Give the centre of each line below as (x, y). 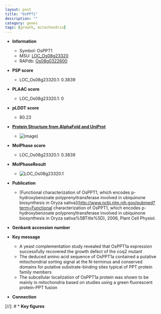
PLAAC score (26, 89)
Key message (26, 237)
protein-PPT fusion (38, 288)
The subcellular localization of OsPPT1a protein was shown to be (84, 277)
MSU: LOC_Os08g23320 (44, 56)
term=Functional (36, 208)
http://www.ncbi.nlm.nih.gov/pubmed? (117, 203)
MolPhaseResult (29, 164)
